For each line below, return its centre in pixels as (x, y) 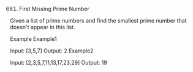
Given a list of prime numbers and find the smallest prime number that (98, 20)
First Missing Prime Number (54, 9)
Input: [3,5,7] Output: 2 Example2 (52, 51)
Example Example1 (33, 39)
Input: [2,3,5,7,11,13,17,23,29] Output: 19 (59, 63)
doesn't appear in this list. (43, 27)
